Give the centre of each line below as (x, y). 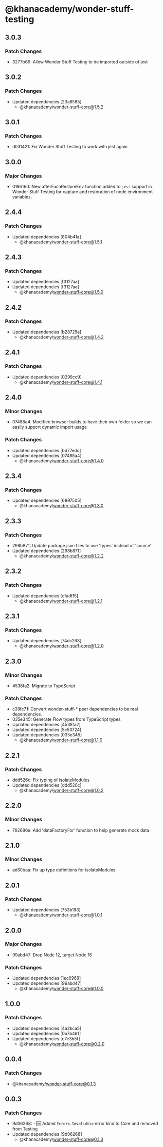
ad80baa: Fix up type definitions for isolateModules (64, 870)
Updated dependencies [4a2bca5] (47, 1028)
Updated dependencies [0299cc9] (47, 377)
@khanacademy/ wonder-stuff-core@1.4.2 (61, 337)
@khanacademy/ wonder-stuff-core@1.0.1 (61, 915)
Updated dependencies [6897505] (47, 500)
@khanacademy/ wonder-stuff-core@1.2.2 (61, 556)
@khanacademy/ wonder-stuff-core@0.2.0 (62, 1044)
